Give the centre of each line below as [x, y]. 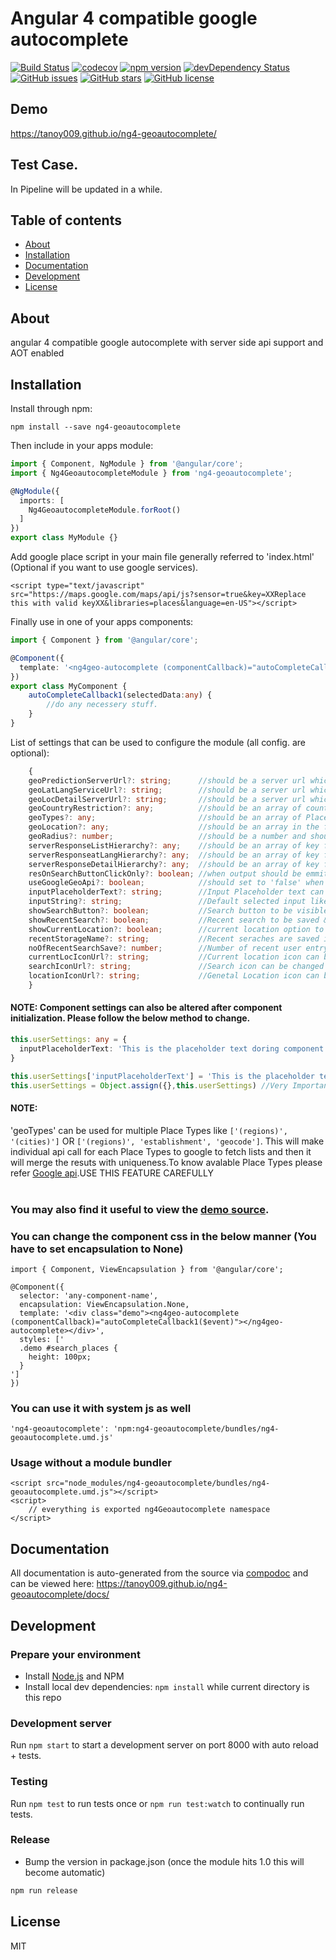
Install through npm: [51, 408]
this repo [43, 1697]
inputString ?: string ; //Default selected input [167, 902]
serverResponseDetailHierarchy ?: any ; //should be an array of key [174, 864]
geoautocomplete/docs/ [60, 1594]
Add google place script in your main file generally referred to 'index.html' [162, 556]
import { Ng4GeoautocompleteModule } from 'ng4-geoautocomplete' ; [151, 473]
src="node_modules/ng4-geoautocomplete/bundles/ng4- [158, 1483]
